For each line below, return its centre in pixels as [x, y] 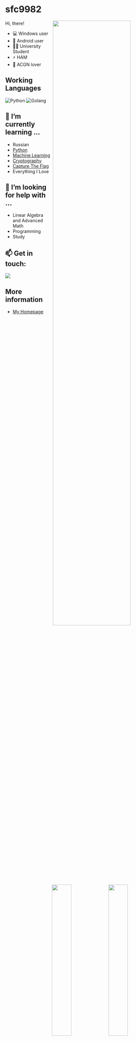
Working [19, 80]
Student [21, 51]
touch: [16, 264]
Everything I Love [31, 171]
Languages [23, 88]
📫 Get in [19, 253]
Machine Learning [31, 155]
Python [20, 150]
